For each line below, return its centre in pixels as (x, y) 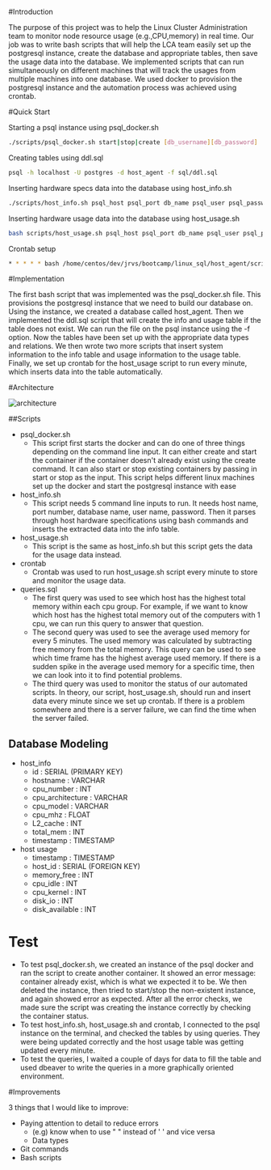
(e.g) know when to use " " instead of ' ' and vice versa (123, 1132)
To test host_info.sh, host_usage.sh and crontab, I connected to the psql (140, 1025)
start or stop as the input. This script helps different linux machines (144, 477)
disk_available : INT (64, 909)
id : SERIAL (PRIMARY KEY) (77, 772)
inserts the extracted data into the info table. (106, 529)
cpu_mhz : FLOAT (61, 815)
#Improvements (34, 1092)
